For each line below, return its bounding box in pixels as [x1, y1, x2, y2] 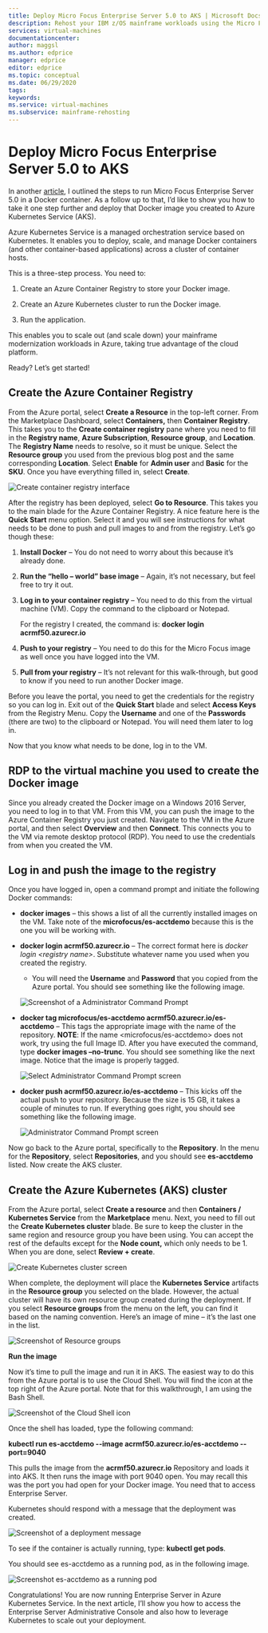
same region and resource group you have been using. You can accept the [8, 1230, 254, 1240]
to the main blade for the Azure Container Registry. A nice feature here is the [8, 506, 260, 516]
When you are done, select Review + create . [8, 1247, 156, 1257]
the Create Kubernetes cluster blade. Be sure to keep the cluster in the [8, 1222, 243, 1231]
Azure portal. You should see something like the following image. [31, 982, 246, 992]
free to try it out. [19, 579, 74, 589]
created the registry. [19, 958, 87, 968]
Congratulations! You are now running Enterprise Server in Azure [8, 1590, 222, 1600]
